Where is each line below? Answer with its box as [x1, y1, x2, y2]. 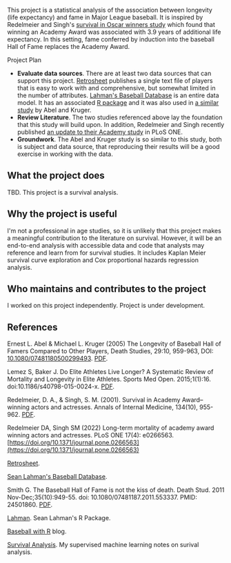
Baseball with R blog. [7, 527, 67, 535]
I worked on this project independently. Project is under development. [7, 302, 205, 310]
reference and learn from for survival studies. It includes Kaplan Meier [7, 248, 206, 257]
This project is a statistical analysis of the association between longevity [7, 6, 212, 14]
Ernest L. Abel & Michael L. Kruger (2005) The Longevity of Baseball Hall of [7, 339, 222, 348]
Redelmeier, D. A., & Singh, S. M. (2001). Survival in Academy [7, 396, 181, 404]
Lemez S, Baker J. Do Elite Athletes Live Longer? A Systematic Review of [7, 368, 214, 376]
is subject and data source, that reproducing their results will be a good [17, 143, 220, 150]
